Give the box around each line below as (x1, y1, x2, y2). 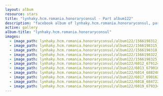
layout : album (5, 7, 34, 12)
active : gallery (5, 25, 38, 30)
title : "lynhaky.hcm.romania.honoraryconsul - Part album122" (5, 16, 133, 21)
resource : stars (5, 12, 38, 16)
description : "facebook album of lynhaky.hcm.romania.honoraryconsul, (5, 20, 151, 26)
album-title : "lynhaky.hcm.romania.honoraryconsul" (5, 30, 112, 34)
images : (5, 34, 21, 39)
